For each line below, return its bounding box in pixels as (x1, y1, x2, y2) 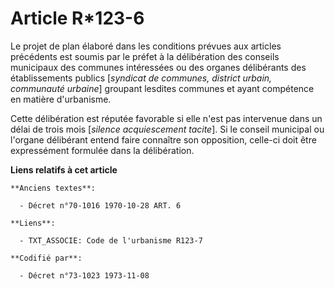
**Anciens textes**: (10, 183, 97, 193)
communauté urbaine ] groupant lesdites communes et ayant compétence (10, 82, 315, 94)
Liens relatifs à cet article (10, 163, 118, 176)
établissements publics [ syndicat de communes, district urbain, (10, 72, 273, 84)
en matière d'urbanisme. (10, 93, 112, 105)
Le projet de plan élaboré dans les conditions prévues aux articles (10, 40, 282, 52)
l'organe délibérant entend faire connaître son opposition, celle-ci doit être (10, 133, 317, 146)
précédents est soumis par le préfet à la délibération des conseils (10, 50, 280, 62)
